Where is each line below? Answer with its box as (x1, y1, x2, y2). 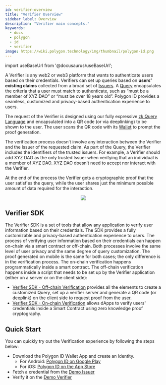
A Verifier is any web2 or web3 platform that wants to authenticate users (5, 72, 154, 78)
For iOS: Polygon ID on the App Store (19, 364, 96, 370)
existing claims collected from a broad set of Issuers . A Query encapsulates (5, 82, 161, 88)
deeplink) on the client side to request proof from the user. (12, 295, 132, 301)
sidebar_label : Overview (5, 16, 56, 21)
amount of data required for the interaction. (5, 185, 94, 191)
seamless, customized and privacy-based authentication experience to (5, 98, 150, 104)
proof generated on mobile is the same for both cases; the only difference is (5, 254, 161, 259)
